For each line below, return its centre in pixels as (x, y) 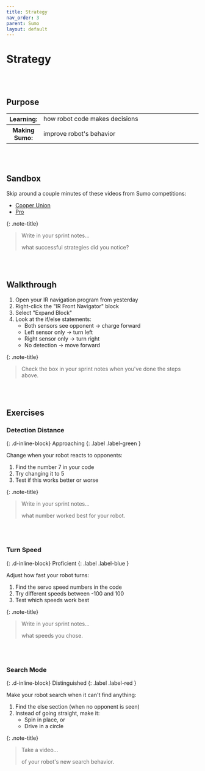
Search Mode (27, 670)
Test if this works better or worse (57, 480)
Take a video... (40, 750)
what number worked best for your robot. (73, 516)
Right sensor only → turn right (62, 338)
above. (30, 375)
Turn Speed (24, 550)
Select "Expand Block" (44, 312)
